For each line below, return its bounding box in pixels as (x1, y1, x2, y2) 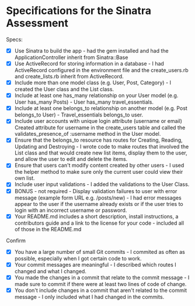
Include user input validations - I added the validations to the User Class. (14, 181, 190, 188)
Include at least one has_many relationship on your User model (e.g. (14, 92, 179, 99)
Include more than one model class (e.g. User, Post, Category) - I (14, 79, 171, 86)
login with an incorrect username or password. (14, 207, 127, 214)
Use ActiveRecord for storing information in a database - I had (14, 60, 165, 67)
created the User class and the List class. (14, 86, 114, 93)
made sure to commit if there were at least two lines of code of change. (14, 280, 187, 287)
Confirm (6, 237, 26, 244)
